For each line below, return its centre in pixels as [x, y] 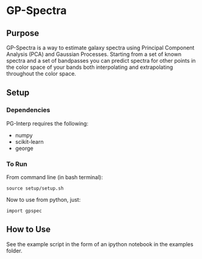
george [24, 148]
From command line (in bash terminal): [55, 177]
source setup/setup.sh [35, 188]
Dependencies [28, 110]
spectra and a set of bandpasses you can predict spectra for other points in [101, 61]
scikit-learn [29, 141]
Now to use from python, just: [44, 199]
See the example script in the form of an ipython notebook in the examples [100, 244]
